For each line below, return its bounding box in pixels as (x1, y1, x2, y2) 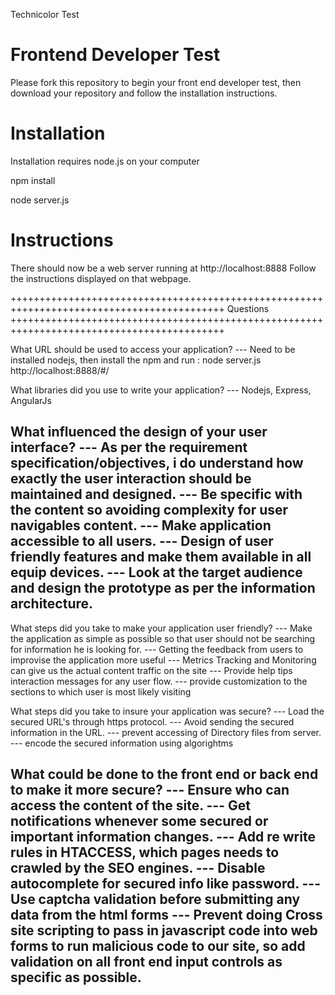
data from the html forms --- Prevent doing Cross (10, 907, 323, 924)
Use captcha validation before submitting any (10, 891, 301, 908)
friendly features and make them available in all (10, 549, 312, 566)
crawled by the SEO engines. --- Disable (10, 860, 266, 877)
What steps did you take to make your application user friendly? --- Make (10, 622, 313, 634)
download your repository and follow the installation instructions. (10, 87, 278, 99)
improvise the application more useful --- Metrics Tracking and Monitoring (10, 654, 317, 666)
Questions (226, 302, 270, 314)
